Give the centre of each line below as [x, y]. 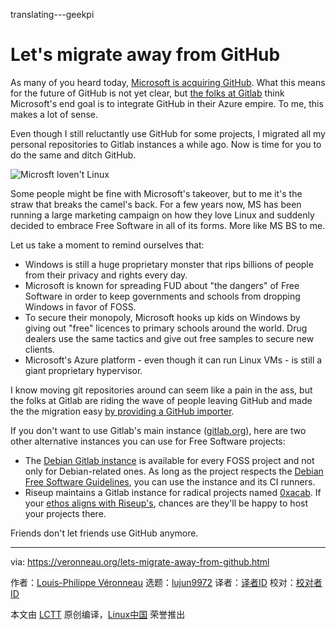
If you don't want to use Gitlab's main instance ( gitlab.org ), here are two [158, 430]
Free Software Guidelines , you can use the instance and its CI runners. [170, 481]
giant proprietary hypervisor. [83, 370]
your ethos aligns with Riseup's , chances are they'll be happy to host [166, 503]
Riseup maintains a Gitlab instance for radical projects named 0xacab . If [173, 492]
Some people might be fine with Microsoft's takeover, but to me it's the [156, 193]
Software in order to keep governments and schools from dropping [162, 296]
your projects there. [65, 513]
